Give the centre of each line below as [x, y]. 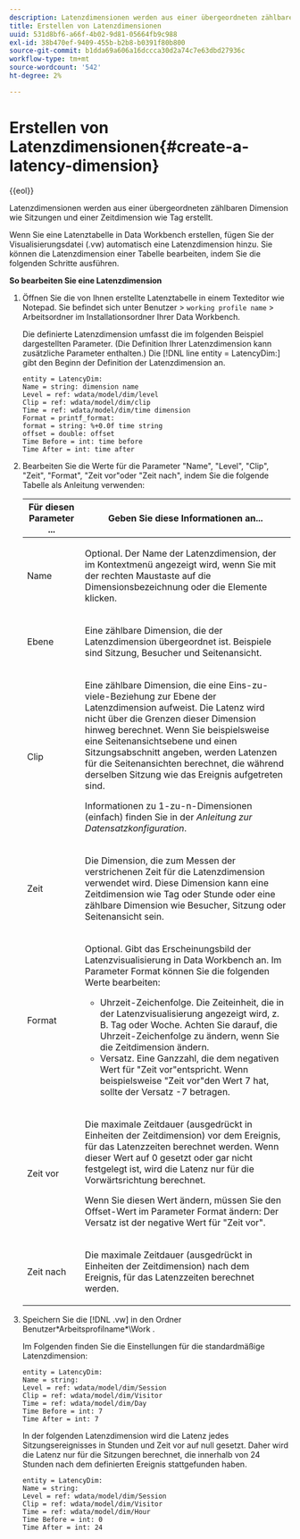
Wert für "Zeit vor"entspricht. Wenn [174, 1069]
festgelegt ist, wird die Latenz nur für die [169, 1169]
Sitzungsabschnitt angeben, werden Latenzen [181, 752]
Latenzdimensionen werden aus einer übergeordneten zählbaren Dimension [149, 207]
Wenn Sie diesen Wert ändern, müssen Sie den [183, 1200]
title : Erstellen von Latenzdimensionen [86, 26]
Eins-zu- [249, 685]
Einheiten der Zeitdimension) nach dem [167, 1266]
